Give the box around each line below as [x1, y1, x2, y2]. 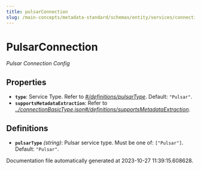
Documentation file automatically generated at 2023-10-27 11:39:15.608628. [6, 157, 193, 165]
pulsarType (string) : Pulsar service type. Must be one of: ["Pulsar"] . [14, 139, 184, 147]
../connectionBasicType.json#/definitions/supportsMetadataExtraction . [14, 106, 190, 113]
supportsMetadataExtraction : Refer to [14, 99, 108, 107]
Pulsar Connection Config [6, 60, 70, 67]
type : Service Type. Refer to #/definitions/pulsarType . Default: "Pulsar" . [14, 93, 193, 101]
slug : [6, 14, 20, 20]
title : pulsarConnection [6, 8, 68, 15]
